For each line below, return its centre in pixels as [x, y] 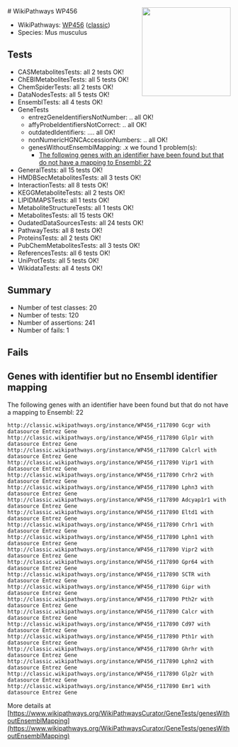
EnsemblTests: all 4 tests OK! [60, 102]
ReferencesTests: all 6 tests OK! [64, 253]
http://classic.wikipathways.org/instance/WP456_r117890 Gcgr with [109, 425]
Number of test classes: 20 [57, 307]
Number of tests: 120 [48, 315]
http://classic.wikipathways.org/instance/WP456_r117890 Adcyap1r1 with [117, 500]
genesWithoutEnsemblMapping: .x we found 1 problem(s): [113, 147]
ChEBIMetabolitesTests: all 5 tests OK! [73, 79]
